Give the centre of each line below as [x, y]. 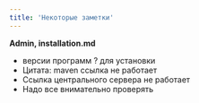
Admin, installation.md [52, 43]
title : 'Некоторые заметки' [62, 17]
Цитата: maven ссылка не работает [90, 70]
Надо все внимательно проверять [88, 89]
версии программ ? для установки [89, 60]
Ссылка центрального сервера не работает [106, 79]
